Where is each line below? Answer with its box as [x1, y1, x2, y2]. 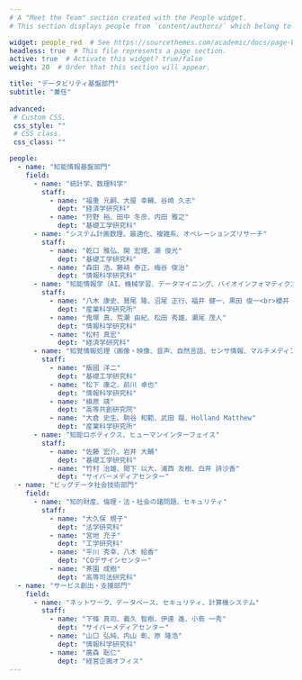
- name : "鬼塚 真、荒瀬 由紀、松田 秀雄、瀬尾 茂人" [49, 313, 226, 322]
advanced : [9, 104, 47, 113]
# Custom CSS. [13, 113, 67, 122]
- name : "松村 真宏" [49, 330, 121, 339]
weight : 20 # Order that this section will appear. [9, 63, 211, 72]
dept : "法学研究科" [57, 522, 124, 531]
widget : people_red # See [9, 38, 111, 47]
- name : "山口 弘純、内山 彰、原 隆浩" [49, 631, 182, 640]
